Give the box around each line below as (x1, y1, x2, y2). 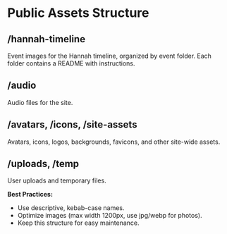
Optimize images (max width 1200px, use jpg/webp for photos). (17, 211, 202, 220)
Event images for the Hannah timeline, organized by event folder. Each (7, 51, 211, 60)
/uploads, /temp (7, 158, 80, 170)
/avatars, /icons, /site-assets (7, 118, 137, 131)
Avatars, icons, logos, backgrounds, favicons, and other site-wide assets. (7, 137, 221, 146)
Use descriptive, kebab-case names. (17, 204, 125, 212)
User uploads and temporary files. (7, 176, 107, 185)
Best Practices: (7, 190, 53, 199)
